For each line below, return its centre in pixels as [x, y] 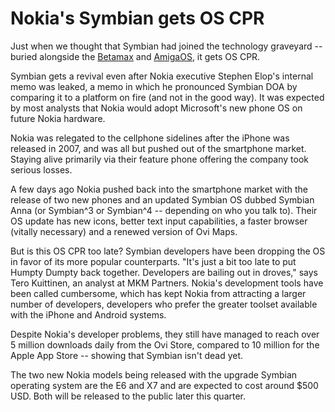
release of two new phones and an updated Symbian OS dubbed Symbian [162, 199]
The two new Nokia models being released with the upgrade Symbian [154, 374]
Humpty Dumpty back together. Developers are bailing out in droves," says [164, 272]
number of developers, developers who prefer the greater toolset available [164, 304]
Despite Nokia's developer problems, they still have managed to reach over [165, 334]
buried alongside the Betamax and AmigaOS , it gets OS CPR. [135, 56]
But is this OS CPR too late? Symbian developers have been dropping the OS [168, 251]
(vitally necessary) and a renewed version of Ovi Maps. [124, 231]
